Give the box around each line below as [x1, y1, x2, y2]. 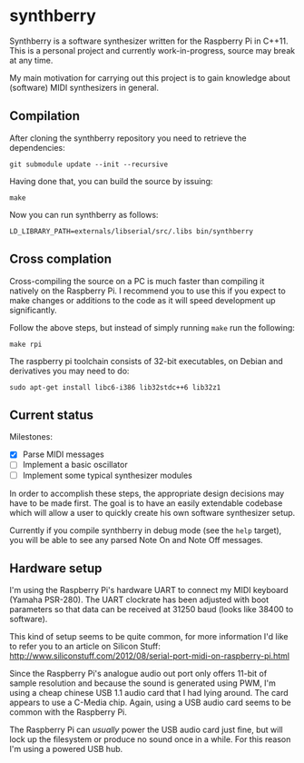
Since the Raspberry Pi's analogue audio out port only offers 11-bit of [9, 669, 268, 679]
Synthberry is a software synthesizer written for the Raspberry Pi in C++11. [9, 35, 289, 46]
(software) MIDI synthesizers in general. [9, 82, 159, 93]
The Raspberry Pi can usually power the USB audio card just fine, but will [9, 724, 283, 736]
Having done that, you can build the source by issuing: [9, 175, 213, 186]
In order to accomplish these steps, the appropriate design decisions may [9, 488, 285, 499]
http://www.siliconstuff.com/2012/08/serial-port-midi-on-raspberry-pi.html [9, 650, 290, 661]
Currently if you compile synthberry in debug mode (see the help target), [9, 524, 282, 536]
